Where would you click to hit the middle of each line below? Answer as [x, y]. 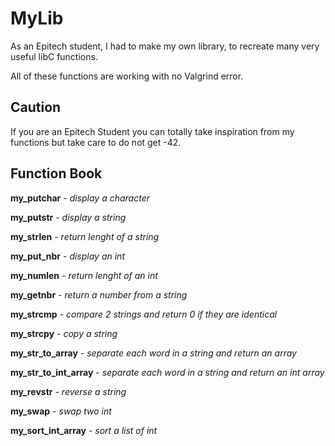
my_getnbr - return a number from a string [99, 294]
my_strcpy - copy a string [64, 333]
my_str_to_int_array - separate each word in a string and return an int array [167, 372]
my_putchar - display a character [80, 198]
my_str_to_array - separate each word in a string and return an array [153, 353]
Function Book [56, 173]
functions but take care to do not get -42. [96, 142]
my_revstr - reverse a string [68, 391]
